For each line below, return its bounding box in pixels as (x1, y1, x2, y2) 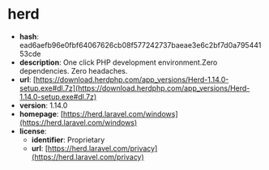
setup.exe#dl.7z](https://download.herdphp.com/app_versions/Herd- (19, 83, 250, 93)
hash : (19, 32, 40, 41)
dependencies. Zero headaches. (19, 66, 128, 75)
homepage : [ (19, 108, 64, 118)
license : (19, 126, 47, 136)
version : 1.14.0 (19, 100, 68, 110)
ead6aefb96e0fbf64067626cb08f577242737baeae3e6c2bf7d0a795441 (19, 40, 262, 49)
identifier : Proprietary (31, 134, 105, 144)
